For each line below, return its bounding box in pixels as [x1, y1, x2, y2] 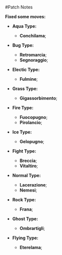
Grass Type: [12, 86, 38, 92]
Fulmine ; [19, 76, 38, 82]
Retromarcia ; [19, 52, 47, 58]
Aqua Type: [12, 23, 37, 29]
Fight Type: [12, 148, 36, 154]
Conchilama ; [19, 33, 47, 38]
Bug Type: [12, 42, 34, 48]
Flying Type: [12, 235, 38, 241]
